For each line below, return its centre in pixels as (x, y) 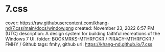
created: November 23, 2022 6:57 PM (115, 28)
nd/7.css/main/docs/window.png (40, 28)
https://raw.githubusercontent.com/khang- (65, 23)
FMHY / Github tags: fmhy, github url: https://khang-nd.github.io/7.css (79, 44)
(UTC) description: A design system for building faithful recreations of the (83, 33)
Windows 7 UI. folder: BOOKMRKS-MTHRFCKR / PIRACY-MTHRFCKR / (80, 39)
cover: (12, 23)
